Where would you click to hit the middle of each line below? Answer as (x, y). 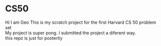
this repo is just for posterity (34, 38)
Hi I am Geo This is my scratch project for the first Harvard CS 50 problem (80, 22)
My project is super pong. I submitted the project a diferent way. (71, 33)
